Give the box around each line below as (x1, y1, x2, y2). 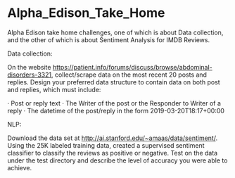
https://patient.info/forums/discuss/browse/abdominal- (52, 63, 212, 71)
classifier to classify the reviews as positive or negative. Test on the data (7, 148, 218, 157)
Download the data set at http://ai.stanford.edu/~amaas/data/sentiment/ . (7, 134, 218, 142)
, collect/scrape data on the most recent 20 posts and (51, 70, 208, 79)
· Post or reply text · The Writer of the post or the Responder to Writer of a (7, 98, 222, 107)
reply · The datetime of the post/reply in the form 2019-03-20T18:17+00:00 (7, 106, 225, 115)
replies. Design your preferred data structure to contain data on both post (7, 77, 220, 86)
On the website (7, 63, 51, 71)
